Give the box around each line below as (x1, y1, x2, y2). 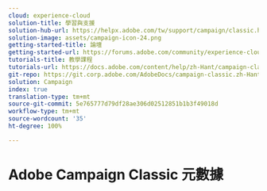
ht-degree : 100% (8, 122, 62, 130)
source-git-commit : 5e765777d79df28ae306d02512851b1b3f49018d (8, 100, 219, 108)
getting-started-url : (8, 48, 80, 56)
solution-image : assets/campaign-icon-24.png (8, 33, 161, 42)
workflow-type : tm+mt (8, 108, 80, 116)
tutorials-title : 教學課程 (8, 56, 93, 64)
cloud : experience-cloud (8, 11, 91, 20)
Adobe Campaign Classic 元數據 (8, 166, 224, 183)
